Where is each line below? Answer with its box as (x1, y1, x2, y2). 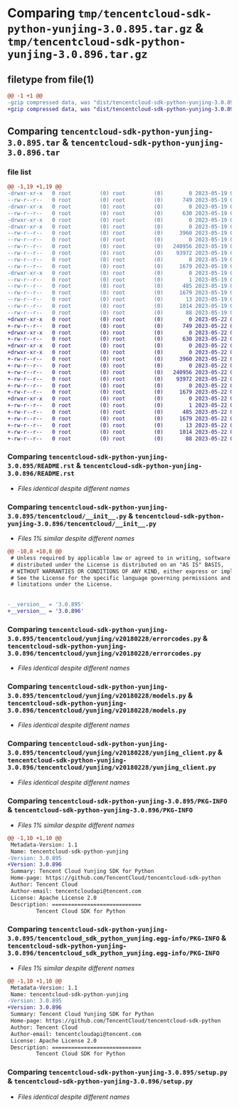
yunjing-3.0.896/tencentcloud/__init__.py (7, 519, 156, 528)
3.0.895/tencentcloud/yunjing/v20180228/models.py (7, 692, 186, 700)
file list (7, 167, 32, 177)
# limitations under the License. (10, 581, 113, 589)
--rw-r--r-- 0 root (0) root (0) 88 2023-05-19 (7, 309, 228, 316)
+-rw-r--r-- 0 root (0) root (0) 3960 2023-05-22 (7, 356, 228, 363)
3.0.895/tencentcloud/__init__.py (7, 512, 127, 520)
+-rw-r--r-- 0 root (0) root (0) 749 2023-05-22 (7, 322, 228, 329)
